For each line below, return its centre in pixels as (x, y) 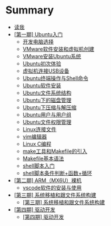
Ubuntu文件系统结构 (47, 93)
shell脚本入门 (39, 166)
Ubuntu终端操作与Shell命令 (56, 78)
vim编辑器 (35, 136)
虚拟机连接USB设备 (46, 71)
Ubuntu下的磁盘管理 (47, 100)
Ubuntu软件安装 (42, 85)
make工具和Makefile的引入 (55, 151)
